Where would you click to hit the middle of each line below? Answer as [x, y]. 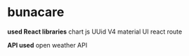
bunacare [36, 12]
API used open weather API [47, 45]
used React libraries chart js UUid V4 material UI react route [95, 31]
